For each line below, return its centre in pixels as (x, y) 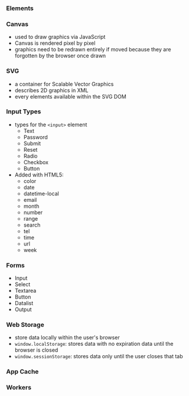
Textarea (25, 291)
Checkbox (36, 162)
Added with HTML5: (39, 175)
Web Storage (25, 325)
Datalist (24, 303)
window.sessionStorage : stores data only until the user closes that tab (99, 356)
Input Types (24, 112)
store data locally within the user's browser (67, 338)
